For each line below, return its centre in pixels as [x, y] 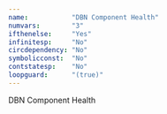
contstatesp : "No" [48, 67]
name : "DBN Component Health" [84, 17]
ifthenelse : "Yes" [50, 34]
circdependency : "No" [48, 50]
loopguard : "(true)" [56, 75]
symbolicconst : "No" [48, 58]
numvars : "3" [46, 26]
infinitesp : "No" [48, 42]
